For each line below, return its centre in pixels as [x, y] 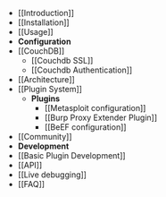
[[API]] [30, 165]
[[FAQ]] [31, 184]
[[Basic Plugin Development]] [72, 155]
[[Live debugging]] [52, 175]
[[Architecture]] [46, 79]
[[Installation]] [43, 22]
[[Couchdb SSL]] [62, 60]
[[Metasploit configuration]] [95, 108]
